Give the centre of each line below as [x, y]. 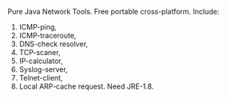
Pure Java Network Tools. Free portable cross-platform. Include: [113, 12]
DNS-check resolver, [54, 44]
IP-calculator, [41, 61]
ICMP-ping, [38, 27]
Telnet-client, [41, 78]
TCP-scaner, [40, 52]
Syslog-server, [44, 69]
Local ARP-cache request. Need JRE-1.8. [86, 86]
